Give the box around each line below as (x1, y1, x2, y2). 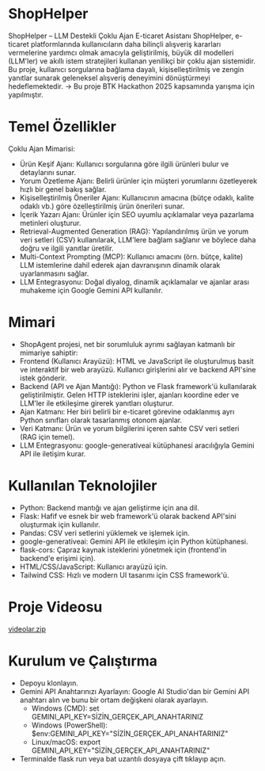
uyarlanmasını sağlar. (19, 269, 89, 278)
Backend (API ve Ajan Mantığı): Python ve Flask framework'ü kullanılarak (19, 381, 257, 391)
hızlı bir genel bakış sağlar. (19, 184, 107, 194)
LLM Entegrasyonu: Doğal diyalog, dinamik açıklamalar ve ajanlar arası (19, 277, 249, 286)
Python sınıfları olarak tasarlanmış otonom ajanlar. (19, 415, 183, 425)
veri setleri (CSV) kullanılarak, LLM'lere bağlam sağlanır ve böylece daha (19, 235, 256, 244)
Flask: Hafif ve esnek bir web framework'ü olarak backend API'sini (19, 511, 237, 521)
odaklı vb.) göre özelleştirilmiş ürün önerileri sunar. (19, 201, 185, 211)
